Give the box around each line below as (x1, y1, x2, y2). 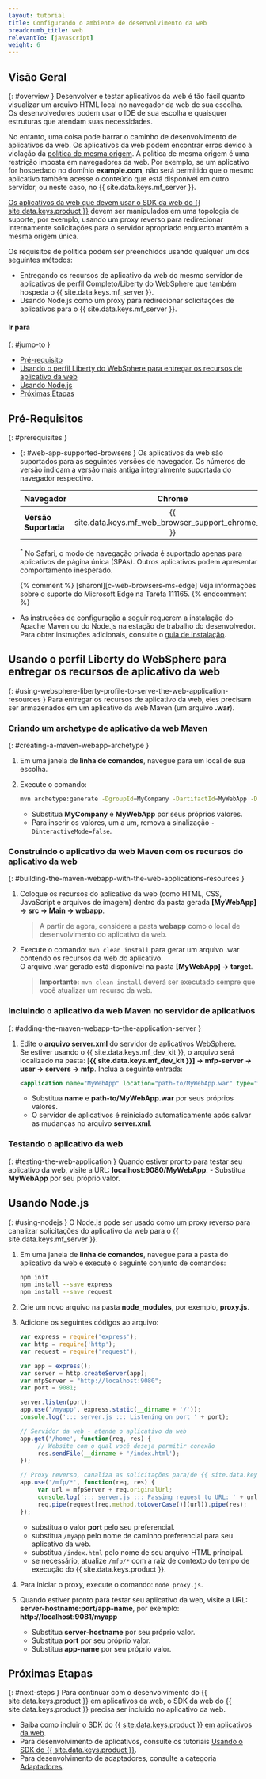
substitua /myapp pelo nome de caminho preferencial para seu (31, 1530, 234, 1540)
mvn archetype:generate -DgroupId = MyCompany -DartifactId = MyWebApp (19, 795, 248, 804)
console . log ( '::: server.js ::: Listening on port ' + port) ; (19, 1413, 230, 1421)
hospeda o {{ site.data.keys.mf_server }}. (19, 287, 154, 297)
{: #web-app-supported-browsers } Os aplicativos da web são (19, 448, 224, 458)
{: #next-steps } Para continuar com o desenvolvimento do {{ (8, 1688, 207, 1697)
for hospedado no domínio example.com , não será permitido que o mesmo (8, 165, 254, 175)
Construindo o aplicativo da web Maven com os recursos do (8, 846, 244, 857)
